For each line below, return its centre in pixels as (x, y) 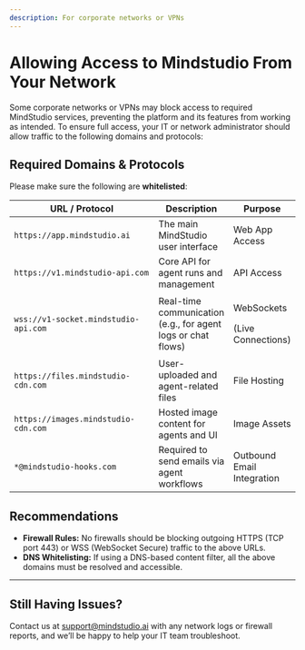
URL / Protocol (81, 209)
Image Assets (262, 424)
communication (192, 312)
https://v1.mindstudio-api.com (82, 273)
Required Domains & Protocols (97, 164)
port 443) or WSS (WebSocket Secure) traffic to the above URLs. (144, 548)
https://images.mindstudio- (74, 419)
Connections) (262, 340)
